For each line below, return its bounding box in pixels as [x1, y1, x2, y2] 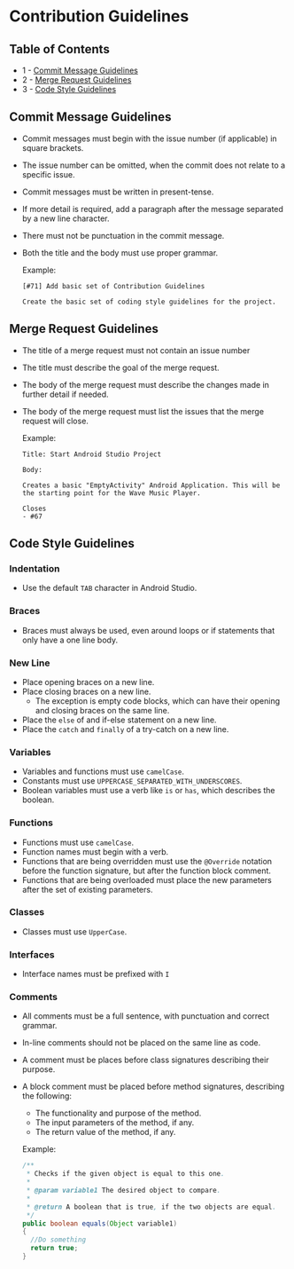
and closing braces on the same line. [35, 705, 170, 715]
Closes [21, 504, 47, 513]
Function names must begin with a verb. [21, 846, 169, 857]
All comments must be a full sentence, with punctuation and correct [21, 1011, 270, 1021]
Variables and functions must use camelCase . [21, 766, 184, 777]
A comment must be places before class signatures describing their [21, 1054, 269, 1066]
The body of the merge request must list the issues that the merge [21, 406, 264, 416]
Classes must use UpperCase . [21, 926, 128, 937]
